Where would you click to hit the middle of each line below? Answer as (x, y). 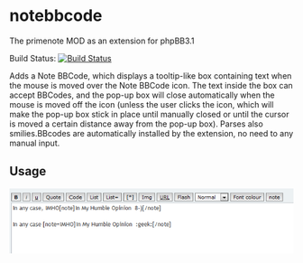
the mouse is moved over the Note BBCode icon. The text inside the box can (151, 85)
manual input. (35, 143)
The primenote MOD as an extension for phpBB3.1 (102, 41)
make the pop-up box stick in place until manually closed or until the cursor (149, 114)
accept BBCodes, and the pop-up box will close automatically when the (142, 95)
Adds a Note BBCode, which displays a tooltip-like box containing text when (151, 75)
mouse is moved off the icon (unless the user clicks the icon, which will (142, 104)
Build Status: (33, 58)
